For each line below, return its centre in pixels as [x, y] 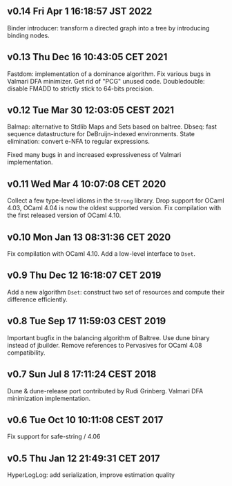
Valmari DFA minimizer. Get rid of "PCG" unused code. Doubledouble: [106, 81]
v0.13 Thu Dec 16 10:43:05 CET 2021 [87, 57]
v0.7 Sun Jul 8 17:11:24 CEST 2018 [82, 374]
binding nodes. [28, 35]
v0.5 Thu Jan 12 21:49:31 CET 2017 [84, 458]
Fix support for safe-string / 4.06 [54, 437]
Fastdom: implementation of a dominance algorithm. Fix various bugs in [109, 74]
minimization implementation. [49, 398]
